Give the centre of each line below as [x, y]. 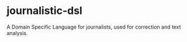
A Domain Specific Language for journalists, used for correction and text [94, 27]
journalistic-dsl [44, 11]
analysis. [17, 33]
